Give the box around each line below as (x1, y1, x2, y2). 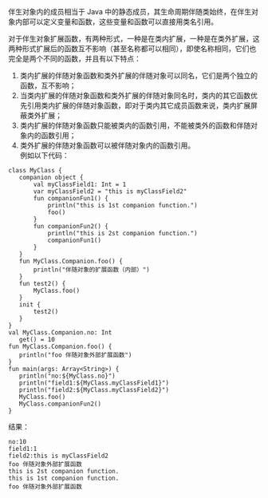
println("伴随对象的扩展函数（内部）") (33, 266, 150, 274)
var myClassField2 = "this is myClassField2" (33, 188, 187, 196)
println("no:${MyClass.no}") (18, 372, 116, 380)
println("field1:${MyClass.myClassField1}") (18, 379, 170, 387)
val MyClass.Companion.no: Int (8, 329, 112, 337)
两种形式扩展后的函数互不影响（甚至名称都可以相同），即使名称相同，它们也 (8, 44, 257, 53)
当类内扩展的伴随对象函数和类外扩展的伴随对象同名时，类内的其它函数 (19, 91, 251, 100)
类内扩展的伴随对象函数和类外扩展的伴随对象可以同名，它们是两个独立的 (19, 71, 258, 80)
